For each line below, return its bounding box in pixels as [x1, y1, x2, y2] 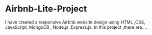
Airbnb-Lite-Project [5, 3, 87, 14]
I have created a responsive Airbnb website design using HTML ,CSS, [5, 19, 146, 25]
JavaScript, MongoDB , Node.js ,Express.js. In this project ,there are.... [5, 24, 147, 30]
